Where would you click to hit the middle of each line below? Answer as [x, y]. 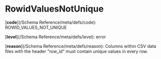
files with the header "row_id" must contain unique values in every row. [76, 51]
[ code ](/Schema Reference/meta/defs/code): [51, 22]
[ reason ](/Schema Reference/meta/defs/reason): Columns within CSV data [81, 46]
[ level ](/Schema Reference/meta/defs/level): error [56, 37]
